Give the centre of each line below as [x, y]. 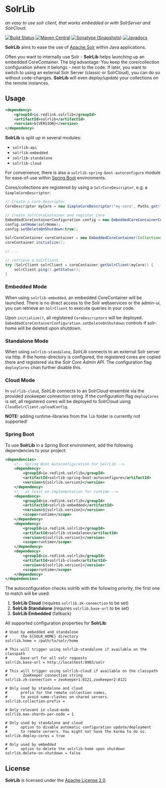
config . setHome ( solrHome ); [33, 224]
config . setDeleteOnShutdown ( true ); [42, 229]
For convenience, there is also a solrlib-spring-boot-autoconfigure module [83, 173]
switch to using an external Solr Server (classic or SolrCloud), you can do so [83, 72]
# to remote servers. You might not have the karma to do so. [76, 732]
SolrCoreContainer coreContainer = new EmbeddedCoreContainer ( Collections [84, 238]
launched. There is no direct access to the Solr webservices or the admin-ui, [83, 303]
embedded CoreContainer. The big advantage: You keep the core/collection [82, 62]
